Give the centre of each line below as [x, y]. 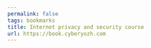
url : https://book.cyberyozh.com [57, 34]
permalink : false [33, 14]
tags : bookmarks [31, 20]
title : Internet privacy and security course [75, 27]
